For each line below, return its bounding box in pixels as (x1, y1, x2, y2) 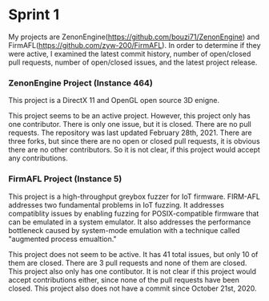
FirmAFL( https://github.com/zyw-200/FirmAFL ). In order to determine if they (8, 40, 262, 50)
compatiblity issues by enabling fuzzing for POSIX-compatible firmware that (8, 208, 259, 218)
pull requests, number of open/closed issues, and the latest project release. (8, 57, 258, 67)
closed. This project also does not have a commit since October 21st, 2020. (8, 283, 258, 293)
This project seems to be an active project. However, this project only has (8, 111, 251, 121)
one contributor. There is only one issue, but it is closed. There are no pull (8, 120, 252, 129)
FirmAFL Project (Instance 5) (8, 173, 122, 184)
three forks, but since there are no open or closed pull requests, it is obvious (8, 137, 260, 146)
